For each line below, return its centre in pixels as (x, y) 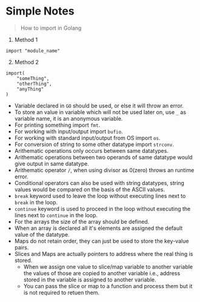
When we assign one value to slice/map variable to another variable (108, 267)
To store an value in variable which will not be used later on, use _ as (100, 112)
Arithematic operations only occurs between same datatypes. (92, 150)
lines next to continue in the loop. (56, 215)
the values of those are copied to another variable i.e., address (102, 273)
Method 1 (26, 39)
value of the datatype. (42, 234)
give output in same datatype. (52, 163)
